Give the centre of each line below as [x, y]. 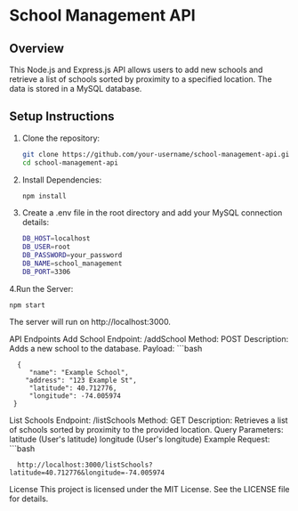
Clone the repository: [61, 138]
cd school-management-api [70, 162]
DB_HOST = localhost [56, 239]
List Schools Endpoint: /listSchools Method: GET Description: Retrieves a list [149, 420]
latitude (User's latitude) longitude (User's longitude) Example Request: [140, 439]
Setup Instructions [62, 117]
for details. [29, 499]
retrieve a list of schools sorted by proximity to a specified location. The [141, 79]
